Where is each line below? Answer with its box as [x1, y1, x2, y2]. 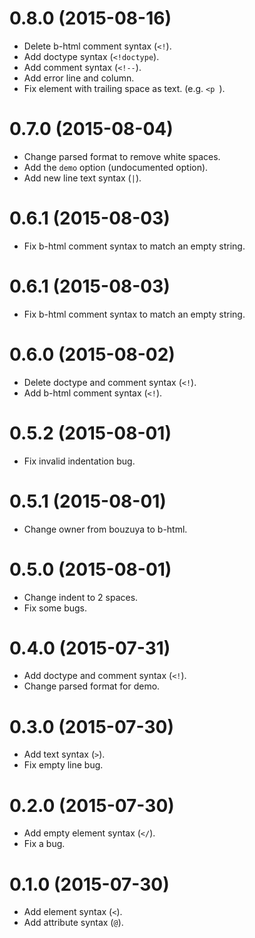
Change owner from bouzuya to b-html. [23, 523, 188, 535]
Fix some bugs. [23, 602, 88, 614]
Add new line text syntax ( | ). [23, 172, 142, 184]
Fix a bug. [23, 838, 66, 850]
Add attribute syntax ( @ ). [23, 917, 124, 929]
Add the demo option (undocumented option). [23, 161, 209, 173]
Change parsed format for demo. [23, 680, 161, 692]
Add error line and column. [23, 72, 135, 84]
